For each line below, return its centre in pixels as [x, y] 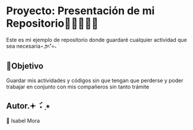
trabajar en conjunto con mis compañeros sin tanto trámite [78, 86]
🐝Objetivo [25, 66]
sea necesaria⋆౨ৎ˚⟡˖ [31, 46]
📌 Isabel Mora [23, 121]
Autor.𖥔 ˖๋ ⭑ [28, 106]
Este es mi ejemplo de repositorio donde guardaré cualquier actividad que [96, 40]
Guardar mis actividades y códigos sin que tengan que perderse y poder [95, 80]
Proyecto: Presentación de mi [80, 11]
